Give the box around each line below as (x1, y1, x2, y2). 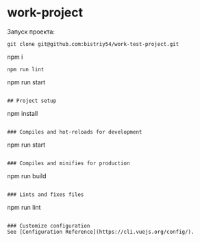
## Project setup (7, 97, 57, 104)
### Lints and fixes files (7, 191, 84, 198)
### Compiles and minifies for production (7, 160, 130, 167)
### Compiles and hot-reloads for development (7, 128, 142, 135)
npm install (7, 109, 38, 117)
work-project (7, 5, 84, 21)
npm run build (7, 171, 47, 180)
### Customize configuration (7, 222, 90, 229)
